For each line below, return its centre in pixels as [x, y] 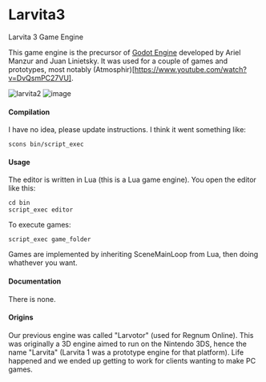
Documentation [35, 281]
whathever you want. [43, 263]
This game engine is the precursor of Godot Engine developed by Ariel [125, 52]
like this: [22, 188]
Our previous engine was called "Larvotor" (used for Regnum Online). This [131, 335]
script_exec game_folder [50, 239]
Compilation [29, 112]
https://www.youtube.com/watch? [191, 69]
